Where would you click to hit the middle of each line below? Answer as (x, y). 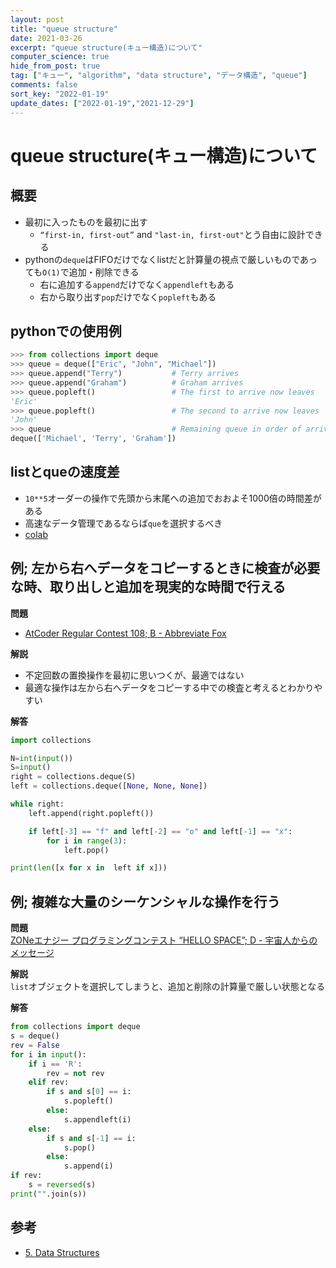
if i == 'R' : (55, 1064)
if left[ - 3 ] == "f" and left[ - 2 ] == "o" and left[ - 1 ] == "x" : (160, 831)
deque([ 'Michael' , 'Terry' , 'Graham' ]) (93, 439)
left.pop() (86, 850)
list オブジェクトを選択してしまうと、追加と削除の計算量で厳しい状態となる (168, 987)
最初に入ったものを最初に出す (86, 222)
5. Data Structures (62, 1252)
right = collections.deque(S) (73, 777)
